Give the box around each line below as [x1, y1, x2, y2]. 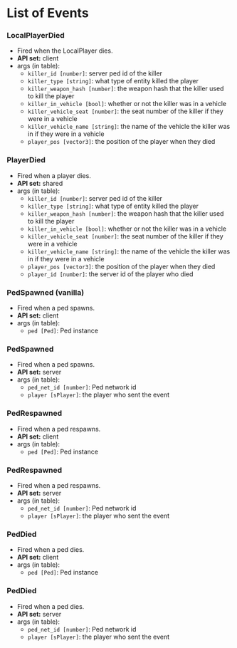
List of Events [6, 5, 90, 21]
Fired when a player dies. [16, 171, 92, 179]
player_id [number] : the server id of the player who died [27, 269, 194, 278]
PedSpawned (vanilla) [6, 287, 85, 297]
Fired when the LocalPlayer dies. [16, 46, 113, 55]
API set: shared [16, 179, 63, 187]
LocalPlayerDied [6, 31, 65, 41]
